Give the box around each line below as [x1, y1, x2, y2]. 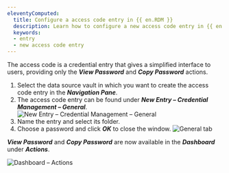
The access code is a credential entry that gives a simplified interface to [7, 61, 211, 68]
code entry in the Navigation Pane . [16, 88, 118, 96]
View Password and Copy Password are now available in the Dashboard [7, 138, 215, 146]
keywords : [13, 29, 41, 36]
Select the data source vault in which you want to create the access [16, 81, 209, 89]
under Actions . [7, 145, 50, 153]
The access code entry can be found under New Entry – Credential [16, 96, 208, 103]
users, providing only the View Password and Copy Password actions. [7, 68, 208, 76]
